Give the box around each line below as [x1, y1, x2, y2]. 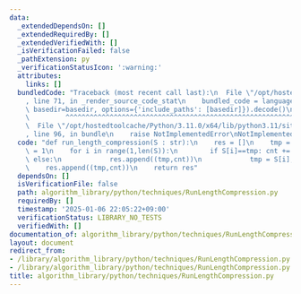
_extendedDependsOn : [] [17, 22, 106, 30]
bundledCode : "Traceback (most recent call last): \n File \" [17, 88, 254, 97]
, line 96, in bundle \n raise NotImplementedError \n [25, 130, 239, 139]
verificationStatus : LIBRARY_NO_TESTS [17, 212, 163, 222]
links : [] [25, 80, 63, 89]
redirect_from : [9, 246, 66, 255]
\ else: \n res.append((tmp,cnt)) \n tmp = [25, 154, 271, 164]
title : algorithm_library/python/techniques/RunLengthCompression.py [9, 272, 275, 281]
